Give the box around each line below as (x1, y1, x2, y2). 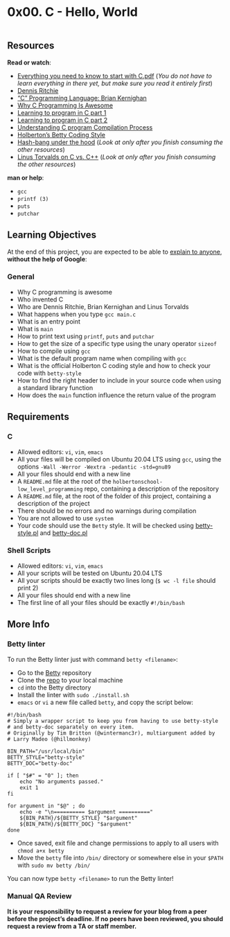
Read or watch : (7, 58, 52, 67)
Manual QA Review (7, 891, 72, 901)
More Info (7, 618, 50, 631)
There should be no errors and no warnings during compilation (17, 507, 197, 515)
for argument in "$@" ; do (7, 802, 85, 809)
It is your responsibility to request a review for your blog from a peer (7, 907, 207, 916)
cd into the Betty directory (17, 683, 91, 692)
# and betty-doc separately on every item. (7, 724, 135, 730)
